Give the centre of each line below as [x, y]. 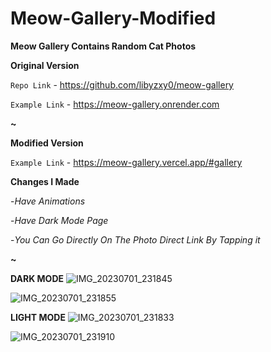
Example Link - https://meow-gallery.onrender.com [115, 104]
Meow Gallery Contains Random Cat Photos [103, 46]
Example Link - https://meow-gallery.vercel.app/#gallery [126, 162]
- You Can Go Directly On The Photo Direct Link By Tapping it [135, 239]
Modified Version [47, 143]
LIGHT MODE [38, 317]
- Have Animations [48, 201]
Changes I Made [45, 181]
